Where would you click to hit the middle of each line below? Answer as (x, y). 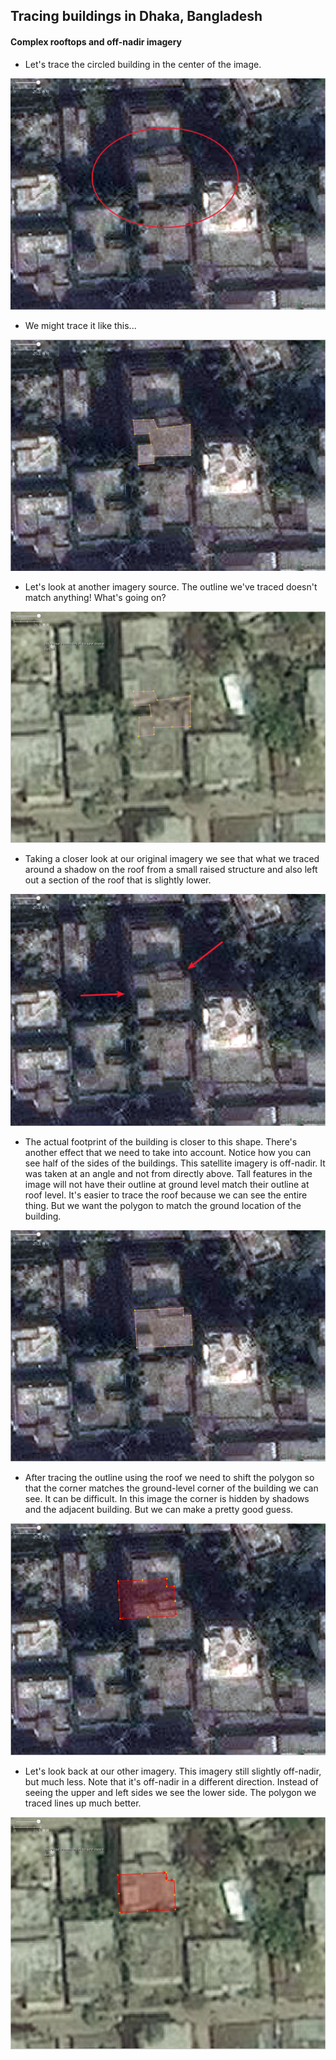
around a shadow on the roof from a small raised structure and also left (171, 870)
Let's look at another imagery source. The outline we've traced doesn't (171, 587)
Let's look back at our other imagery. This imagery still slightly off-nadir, (173, 1771)
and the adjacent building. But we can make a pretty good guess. (159, 1509)
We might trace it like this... (80, 326)
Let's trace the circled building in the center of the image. (143, 64)
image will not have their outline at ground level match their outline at (167, 1184)
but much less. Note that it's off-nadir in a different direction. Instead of (171, 1782)
